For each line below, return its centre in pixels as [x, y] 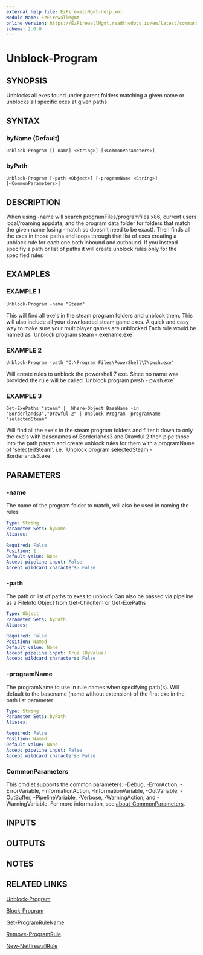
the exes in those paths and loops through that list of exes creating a [92, 236]
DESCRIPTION [33, 202]
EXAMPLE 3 [24, 396]
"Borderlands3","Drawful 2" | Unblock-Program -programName [84, 414]
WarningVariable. [28, 803]
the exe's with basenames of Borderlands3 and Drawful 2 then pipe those [98, 437]
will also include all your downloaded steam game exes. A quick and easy [98, 322]
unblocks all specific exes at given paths [57, 102]
